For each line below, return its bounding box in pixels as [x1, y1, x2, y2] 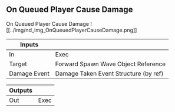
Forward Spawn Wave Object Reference [55, 60, 166, 68]
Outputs [9, 86, 32, 94]
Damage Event [9, 69, 50, 77]
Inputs [20, 40, 39, 49]
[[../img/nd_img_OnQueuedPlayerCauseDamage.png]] [6, 26, 137, 33]
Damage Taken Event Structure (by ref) [55, 69, 164, 77]
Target [9, 60, 28, 68]
